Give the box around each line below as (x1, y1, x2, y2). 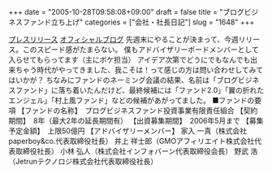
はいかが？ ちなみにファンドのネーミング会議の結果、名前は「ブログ (8, 76, 238, 85)
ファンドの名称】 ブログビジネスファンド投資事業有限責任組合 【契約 (24, 106, 258, 115)
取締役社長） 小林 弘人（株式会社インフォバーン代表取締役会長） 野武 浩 (15, 146, 258, 156)
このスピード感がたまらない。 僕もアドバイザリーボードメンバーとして (22, 45, 260, 54)
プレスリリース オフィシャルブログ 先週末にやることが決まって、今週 (8, 35, 239, 44)
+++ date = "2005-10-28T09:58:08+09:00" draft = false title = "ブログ (8, 7, 245, 16)
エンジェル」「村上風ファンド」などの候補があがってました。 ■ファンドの (8, 96, 255, 105)
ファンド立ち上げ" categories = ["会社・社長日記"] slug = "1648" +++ (22, 17, 255, 27)
